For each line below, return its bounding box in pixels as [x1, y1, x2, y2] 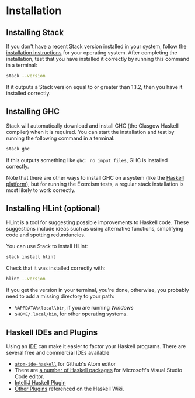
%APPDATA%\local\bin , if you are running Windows [14, 304, 134, 311]
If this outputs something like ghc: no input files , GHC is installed [6, 156, 168, 163]
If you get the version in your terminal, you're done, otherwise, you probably [6, 287, 189, 294]
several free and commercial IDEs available [6, 349, 110, 356]
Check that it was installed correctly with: [6, 265, 106, 272]
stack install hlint [6, 254, 57, 260]
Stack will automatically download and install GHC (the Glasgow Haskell [6, 122, 179, 129]
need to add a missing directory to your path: [6, 293, 115, 300]
